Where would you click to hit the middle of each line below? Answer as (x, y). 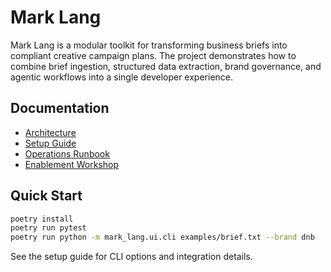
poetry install (42, 219)
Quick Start (46, 196)
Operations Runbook (67, 153)
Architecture (50, 132)
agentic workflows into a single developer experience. (122, 77)
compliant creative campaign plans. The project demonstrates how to (153, 55)
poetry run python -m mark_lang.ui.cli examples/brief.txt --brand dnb (162, 237)
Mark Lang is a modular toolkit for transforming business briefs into (149, 45)
